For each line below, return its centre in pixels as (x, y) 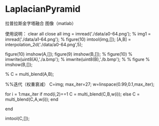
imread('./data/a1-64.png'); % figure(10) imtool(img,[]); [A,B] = (68, 39)
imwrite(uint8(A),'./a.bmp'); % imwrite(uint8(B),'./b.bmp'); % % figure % (78, 59)
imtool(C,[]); (17, 118)
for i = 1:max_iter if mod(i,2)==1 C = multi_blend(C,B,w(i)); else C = (73, 94)
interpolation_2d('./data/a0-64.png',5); (44, 44)
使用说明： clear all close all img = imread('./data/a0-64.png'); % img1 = (78, 33)
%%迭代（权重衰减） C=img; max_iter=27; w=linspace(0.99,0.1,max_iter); (80, 84)
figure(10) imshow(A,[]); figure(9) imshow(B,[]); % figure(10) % (69, 54)
